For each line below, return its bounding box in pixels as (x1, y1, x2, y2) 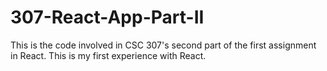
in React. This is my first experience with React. (10, 49, 207, 61)
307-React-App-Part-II (10, 6, 205, 29)
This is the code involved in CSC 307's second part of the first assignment (10, 39, 317, 51)
